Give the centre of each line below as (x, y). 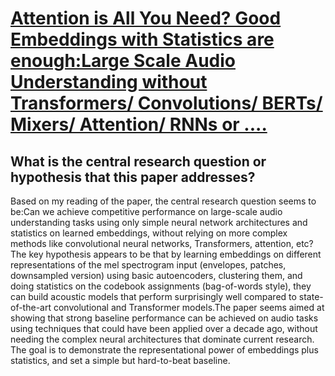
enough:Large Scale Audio (123, 61)
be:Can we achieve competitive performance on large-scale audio (146, 211)
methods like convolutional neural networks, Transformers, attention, (152, 243)
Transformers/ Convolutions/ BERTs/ (166, 103)
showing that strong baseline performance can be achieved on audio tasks (164, 318)
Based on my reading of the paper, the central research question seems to (163, 201)
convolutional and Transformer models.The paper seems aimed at (189, 307)
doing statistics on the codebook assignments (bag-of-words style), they (161, 286)
